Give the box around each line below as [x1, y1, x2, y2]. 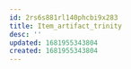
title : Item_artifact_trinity [9, 22, 123, 30]
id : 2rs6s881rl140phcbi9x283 [9, 13, 118, 22]
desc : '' [9, 30, 42, 39]
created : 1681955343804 [9, 47, 99, 56]
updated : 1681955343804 [9, 38, 99, 47]
